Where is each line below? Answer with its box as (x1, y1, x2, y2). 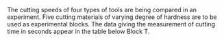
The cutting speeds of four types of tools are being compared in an (7, 6, 197, 14)
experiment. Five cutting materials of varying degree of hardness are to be (7, 13, 217, 21)
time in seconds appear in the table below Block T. (7, 27, 150, 35)
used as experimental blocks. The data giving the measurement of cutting (7, 20, 216, 28)
